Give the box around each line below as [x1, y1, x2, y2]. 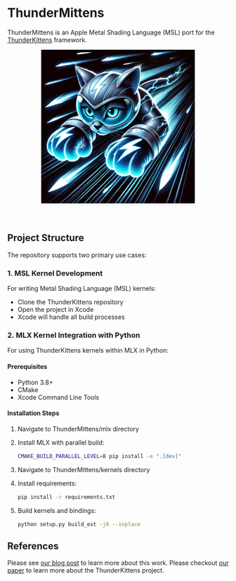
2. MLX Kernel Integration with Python [7, 330, 140, 340]
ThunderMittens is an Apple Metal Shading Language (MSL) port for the [7, 28, 216, 37]
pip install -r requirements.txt [17, 493, 116, 500]
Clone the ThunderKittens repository [17, 298, 124, 306]
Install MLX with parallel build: [17, 438, 105, 447]
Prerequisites [7, 362, 48, 370]
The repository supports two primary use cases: [7, 251, 147, 259]
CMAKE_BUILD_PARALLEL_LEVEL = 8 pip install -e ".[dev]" [17, 452, 182, 459]
